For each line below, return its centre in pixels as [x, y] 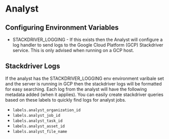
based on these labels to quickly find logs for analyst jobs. [66, 100]
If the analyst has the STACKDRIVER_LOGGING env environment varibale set [84, 78]
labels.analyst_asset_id [39, 126]
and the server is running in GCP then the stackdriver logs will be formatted [84, 83]
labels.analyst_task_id [38, 121]
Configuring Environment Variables [62, 28]
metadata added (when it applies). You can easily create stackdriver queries [84, 95]
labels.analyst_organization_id [46, 110]
